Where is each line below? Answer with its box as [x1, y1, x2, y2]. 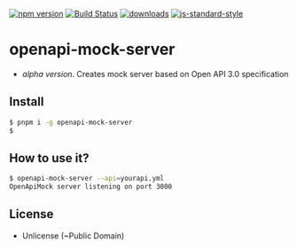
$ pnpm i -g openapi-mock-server [9, 118, 133, 127]
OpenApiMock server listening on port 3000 [9, 183, 173, 191]
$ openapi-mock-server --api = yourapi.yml [9, 174, 165, 183]
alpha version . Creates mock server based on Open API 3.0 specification [21, 68, 289, 79]
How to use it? [9, 151, 90, 166]
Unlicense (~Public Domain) [21, 230, 125, 241]
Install [9, 94, 44, 110]
